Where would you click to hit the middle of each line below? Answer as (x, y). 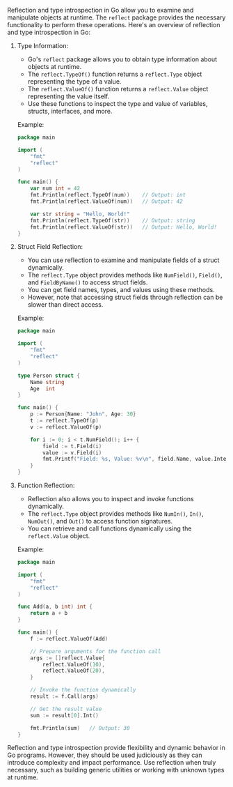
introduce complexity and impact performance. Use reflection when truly (112, 763)
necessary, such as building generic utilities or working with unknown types (116, 770)
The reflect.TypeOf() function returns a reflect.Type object (115, 74)
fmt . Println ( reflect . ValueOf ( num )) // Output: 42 (106, 201)
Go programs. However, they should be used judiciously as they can (105, 755)
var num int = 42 (55, 189)
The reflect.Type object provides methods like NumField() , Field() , (125, 275)
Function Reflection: (46, 485)
